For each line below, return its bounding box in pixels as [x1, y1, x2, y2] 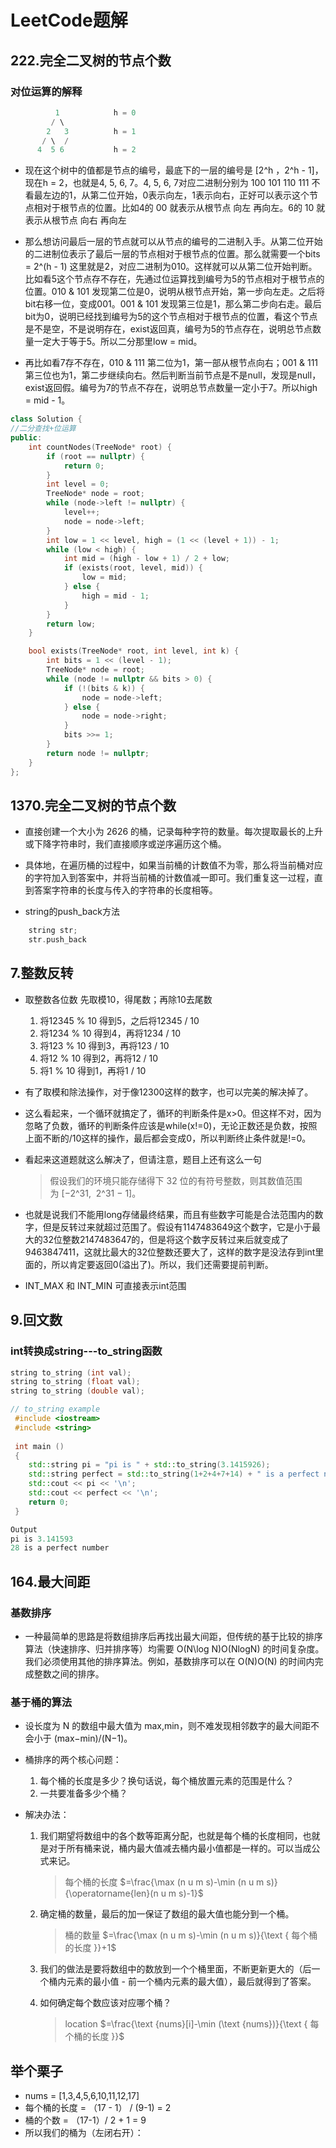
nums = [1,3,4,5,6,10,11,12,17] [24, 2090, 140, 2102]
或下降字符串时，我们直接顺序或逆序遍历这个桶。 [24, 838, 227, 850]
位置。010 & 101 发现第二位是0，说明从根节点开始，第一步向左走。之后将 [24, 286, 326, 298]
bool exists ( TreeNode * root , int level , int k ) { [28, 646, 240, 656]
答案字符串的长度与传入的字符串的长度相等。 [33, 884, 218, 896]
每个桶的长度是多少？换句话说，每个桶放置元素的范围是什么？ [39, 1775, 295, 1787]
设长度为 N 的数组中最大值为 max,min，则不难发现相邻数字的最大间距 [24, 1720, 311, 1732]
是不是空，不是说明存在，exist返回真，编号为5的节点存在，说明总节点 [24, 323, 313, 335]
